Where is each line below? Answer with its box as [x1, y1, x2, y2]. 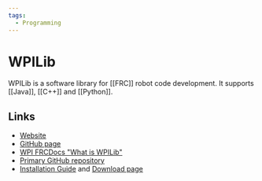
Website [19, 131, 47, 140]
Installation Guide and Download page [19, 164, 143, 174]
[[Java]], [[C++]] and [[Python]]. [8, 87, 113, 97]
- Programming [15, 19, 61, 27]
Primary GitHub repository [19, 156, 105, 165]
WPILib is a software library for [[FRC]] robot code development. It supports [8, 79, 254, 88]
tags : [8, 11, 26, 20]
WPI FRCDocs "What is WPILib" [19, 147, 123, 157]
